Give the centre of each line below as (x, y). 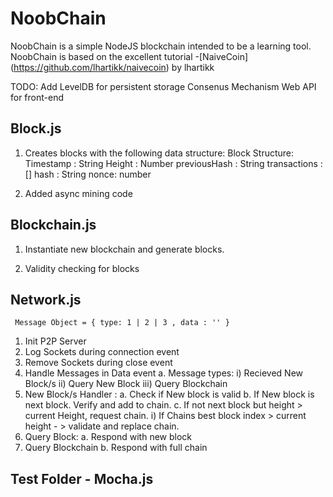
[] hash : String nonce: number (88, 174)
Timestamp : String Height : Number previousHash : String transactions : (173, 163)
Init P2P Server (55, 341)
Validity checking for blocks (82, 268)
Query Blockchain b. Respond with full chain (116, 448)
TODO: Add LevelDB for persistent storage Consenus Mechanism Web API (163, 86)
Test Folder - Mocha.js (82, 478)
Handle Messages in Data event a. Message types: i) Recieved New (164, 373)
